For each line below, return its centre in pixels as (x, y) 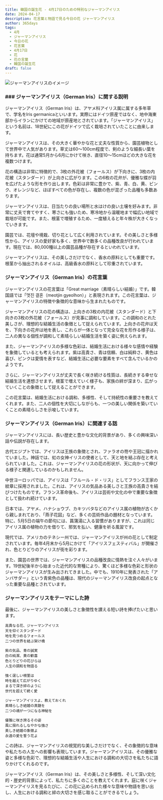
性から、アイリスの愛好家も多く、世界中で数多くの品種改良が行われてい (77, 241)
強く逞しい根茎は (20, 676)
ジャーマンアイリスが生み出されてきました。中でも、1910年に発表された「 (80, 572)
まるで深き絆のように (23, 686)
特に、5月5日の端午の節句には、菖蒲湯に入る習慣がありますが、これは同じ (80, 521)
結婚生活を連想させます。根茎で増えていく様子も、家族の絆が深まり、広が (79, 381)
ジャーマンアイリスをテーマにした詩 (47, 598)
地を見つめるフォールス (25, 636)
